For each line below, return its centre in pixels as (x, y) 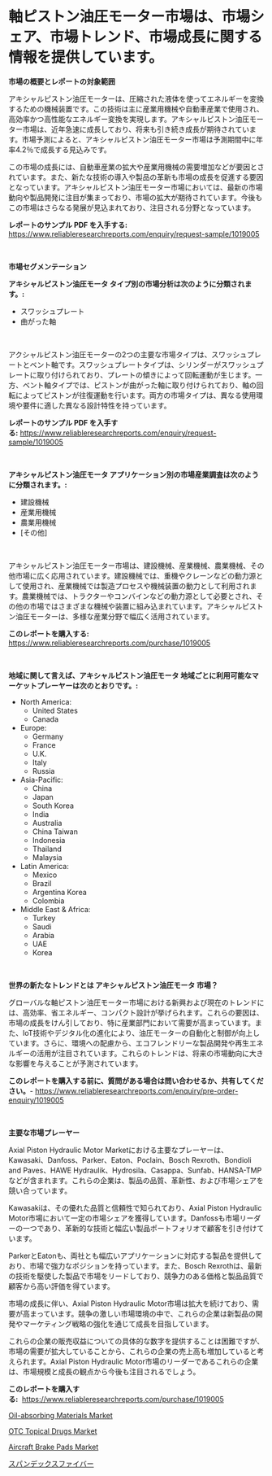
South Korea (53, 806)
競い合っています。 (40, 1190)
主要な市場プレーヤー (44, 1133)
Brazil (42, 883)
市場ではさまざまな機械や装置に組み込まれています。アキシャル (136, 606)
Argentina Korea (59, 892)
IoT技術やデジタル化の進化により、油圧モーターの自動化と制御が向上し (141, 1033)
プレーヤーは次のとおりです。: (87, 685)
